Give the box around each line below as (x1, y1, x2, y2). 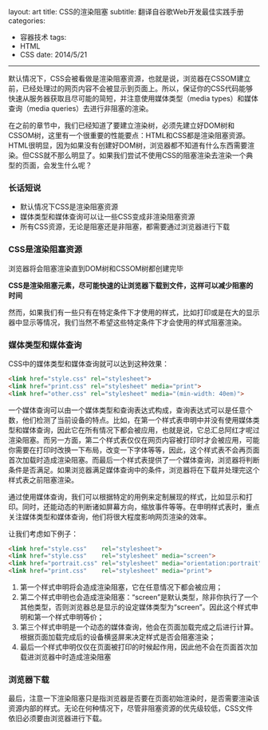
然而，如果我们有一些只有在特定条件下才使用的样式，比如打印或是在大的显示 (8, 307, 260, 317)
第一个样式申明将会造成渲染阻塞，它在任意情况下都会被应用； (19, 582, 223, 592)
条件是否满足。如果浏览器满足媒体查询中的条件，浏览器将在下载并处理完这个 (8, 465, 260, 475)
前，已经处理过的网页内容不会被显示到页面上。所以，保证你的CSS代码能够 (8, 84, 254, 93)
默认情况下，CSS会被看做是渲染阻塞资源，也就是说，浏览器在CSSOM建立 (8, 74, 251, 83)
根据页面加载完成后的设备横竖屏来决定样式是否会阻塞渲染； (19, 633, 216, 642)
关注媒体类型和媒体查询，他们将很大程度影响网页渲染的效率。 (8, 511, 211, 521)
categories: (8, 16, 45, 26)
